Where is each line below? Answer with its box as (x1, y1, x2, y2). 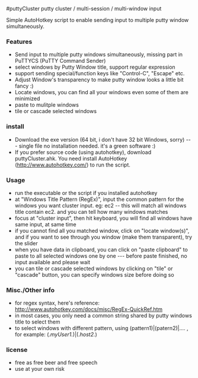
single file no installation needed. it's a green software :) (18, 142, 156, 149)
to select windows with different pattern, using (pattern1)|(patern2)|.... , (14, 325, 189, 332)
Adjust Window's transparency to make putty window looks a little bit (14, 76, 184, 84)
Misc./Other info (6, 286, 55, 294)
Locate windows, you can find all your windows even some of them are (14, 89, 189, 96)
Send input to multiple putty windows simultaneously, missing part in (14, 51, 183, 58)
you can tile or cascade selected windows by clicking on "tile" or (14, 265, 173, 272)
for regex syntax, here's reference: (14, 299, 100, 307)
